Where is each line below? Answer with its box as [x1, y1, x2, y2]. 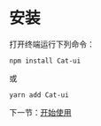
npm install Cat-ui [9, 56, 82, 65]
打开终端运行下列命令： [9, 39, 95, 49]
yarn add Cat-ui [9, 90, 69, 100]
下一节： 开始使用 [9, 107, 72, 117]
